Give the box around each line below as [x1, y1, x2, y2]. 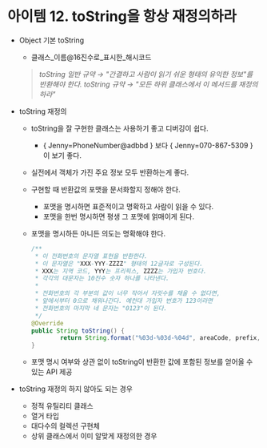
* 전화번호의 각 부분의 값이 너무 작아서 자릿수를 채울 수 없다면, [34, 289, 221, 297]
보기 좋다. [51, 150, 82, 160]
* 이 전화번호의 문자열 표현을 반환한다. [34, 252, 149, 260]
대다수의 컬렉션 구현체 [30, 422, 101, 431]
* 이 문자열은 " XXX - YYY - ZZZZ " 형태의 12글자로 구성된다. [34, 260, 203, 268]
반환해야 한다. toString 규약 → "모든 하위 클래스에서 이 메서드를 [38, 79, 237, 89]
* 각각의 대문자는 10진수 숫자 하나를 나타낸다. [34, 274, 169, 283]
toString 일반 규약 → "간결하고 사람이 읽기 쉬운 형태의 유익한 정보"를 [38, 69, 253, 79]
